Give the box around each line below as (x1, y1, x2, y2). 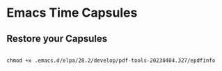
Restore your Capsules (6, 33, 108, 45)
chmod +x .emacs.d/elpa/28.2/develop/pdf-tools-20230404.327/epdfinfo (6, 57, 216, 64)
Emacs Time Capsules (6, 5, 138, 21)
